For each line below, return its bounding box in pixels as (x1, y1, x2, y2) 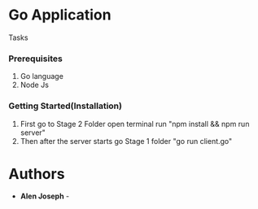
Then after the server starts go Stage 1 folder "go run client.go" (20, 136, 233, 146)
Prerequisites (8, 53, 63, 64)
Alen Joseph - (20, 191, 70, 201)
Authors (8, 164, 65, 183)
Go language (20, 72, 63, 81)
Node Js (20, 80, 49, 90)
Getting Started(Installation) (8, 100, 122, 111)
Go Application (8, 6, 112, 24)
